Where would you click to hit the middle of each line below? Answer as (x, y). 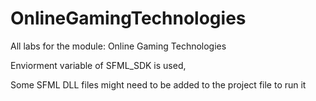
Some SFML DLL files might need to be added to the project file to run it (158, 84)
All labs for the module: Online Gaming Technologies (118, 46)
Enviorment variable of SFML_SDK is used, (98, 65)
